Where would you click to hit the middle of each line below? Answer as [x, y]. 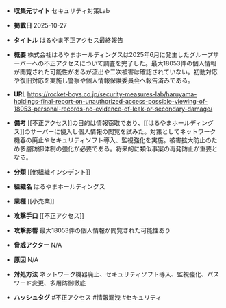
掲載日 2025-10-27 [40, 25]
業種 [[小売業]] [34, 201]
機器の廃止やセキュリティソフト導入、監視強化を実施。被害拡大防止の [112, 140]
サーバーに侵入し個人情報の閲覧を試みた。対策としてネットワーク [123, 131]
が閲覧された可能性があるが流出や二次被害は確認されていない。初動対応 [115, 72]
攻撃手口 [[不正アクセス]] [49, 216]
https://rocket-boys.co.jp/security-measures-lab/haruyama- [112, 94]
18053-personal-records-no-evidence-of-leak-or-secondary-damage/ [113, 109]
